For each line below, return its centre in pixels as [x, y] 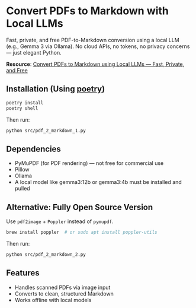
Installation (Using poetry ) [56, 89]
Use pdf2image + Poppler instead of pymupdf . [60, 221]
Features [23, 273]
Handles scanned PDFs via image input [62, 287]
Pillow [22, 170]
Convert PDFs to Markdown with [87, 11]
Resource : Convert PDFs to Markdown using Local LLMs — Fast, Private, [95, 64]
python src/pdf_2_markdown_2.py [46, 254]
